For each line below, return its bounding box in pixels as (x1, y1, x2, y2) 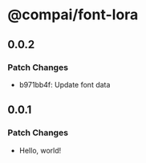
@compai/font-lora (7, 6, 139, 24)
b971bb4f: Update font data (18, 79, 111, 89)
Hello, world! (18, 145, 62, 155)
